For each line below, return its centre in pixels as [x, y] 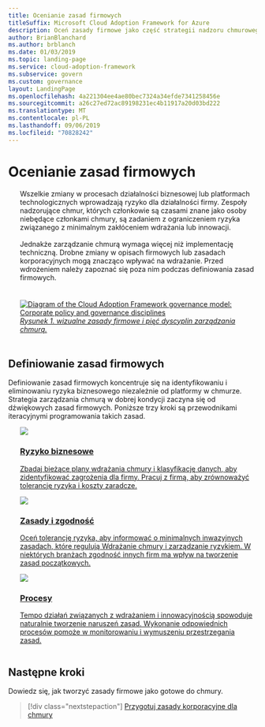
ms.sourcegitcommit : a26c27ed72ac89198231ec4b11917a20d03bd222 [114, 103]
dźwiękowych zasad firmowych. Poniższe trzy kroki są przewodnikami [123, 408]
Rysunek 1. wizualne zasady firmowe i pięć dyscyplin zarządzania [127, 321]
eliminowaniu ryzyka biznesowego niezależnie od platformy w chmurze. [125, 391]
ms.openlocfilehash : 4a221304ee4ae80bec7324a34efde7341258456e [114, 96]
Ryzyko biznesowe [57, 452]
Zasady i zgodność [57, 520]
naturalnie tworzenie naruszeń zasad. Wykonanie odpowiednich [124, 624]
